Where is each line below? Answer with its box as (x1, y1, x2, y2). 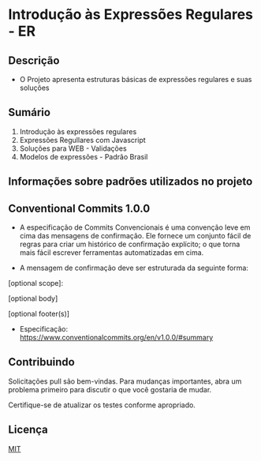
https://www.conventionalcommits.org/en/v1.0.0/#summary (19, 333, 214, 343)
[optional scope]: (8, 279, 64, 288)
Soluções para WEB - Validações (19, 144, 128, 153)
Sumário (8, 106, 51, 119)
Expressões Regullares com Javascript (19, 135, 146, 144)
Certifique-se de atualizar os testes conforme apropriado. (8, 400, 196, 410)
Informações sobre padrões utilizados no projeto (8, 175, 253, 189)
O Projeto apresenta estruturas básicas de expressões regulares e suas (19, 75, 252, 84)
